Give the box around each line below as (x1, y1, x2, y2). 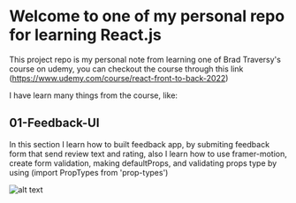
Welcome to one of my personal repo (9, 6, 285, 26)
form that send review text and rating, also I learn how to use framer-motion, (9, 148, 287, 159)
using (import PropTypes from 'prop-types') (9, 167, 169, 177)
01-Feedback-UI (9, 116, 100, 131)
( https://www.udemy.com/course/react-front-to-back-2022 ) (9, 72, 229, 83)
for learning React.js (9, 25, 162, 45)
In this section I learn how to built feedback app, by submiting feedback (9, 139, 270, 149)
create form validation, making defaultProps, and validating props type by (9, 157, 277, 169)
